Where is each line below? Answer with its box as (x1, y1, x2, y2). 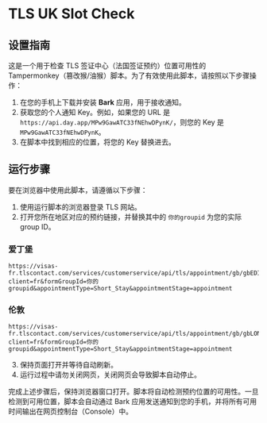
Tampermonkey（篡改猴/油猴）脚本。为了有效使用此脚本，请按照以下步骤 (8, 71, 250, 80)
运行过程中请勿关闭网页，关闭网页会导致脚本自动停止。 (19, 370, 201, 379)
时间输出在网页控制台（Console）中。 (8, 406, 133, 417)
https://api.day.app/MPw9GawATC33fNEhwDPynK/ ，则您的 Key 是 (19, 117, 225, 127)
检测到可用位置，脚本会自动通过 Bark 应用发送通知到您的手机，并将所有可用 (8, 397, 257, 406)
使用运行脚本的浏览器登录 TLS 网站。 (19, 202, 141, 211)
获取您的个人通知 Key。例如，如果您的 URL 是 (19, 108, 171, 117)
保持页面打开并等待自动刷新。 (19, 360, 118, 370)
